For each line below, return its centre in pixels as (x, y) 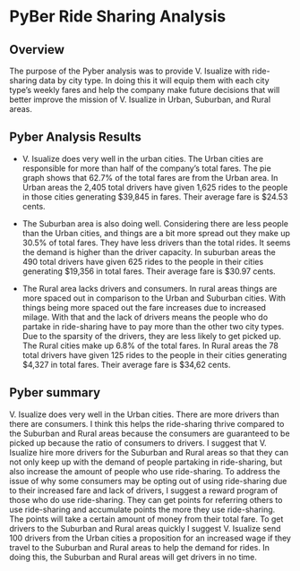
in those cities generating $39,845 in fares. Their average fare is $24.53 (155, 196)
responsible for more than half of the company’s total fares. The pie (146, 168)
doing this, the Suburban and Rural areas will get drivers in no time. (133, 557)
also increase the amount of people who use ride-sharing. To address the (145, 471)
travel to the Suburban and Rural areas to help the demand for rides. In (140, 547)
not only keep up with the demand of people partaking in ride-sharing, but (146, 462)
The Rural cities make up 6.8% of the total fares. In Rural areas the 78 (150, 345)
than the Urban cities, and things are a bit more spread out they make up (156, 233)
